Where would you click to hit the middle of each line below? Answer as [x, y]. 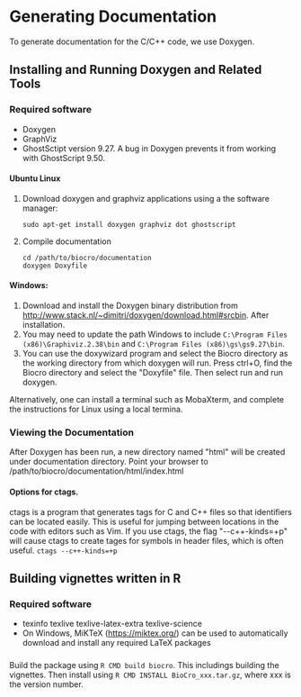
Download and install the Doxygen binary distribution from [130, 306]
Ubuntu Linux [35, 178]
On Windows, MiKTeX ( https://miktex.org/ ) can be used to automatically [155, 633]
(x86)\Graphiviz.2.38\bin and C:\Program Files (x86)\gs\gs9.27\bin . [153, 344]
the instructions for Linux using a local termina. [96, 409]
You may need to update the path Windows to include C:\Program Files [155, 334]
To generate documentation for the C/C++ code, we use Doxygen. [132, 41]
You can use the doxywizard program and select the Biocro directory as [155, 354]
